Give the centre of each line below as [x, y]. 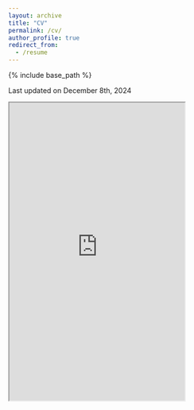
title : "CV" [28, 23]
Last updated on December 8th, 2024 [70, 91]
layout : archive [35, 15]
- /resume [31, 52]
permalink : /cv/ [35, 30]
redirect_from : [33, 45]
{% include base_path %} [50, 75]
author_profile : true [44, 38]
